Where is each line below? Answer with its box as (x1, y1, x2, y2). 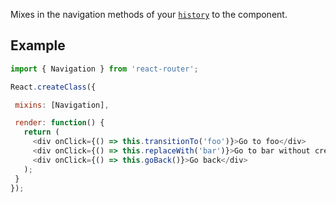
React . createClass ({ (10, 82, 97, 92)
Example (10, 37, 66, 54)
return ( (23, 127, 60, 138)
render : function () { (14, 118, 105, 128)
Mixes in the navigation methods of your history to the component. (10, 9, 288, 20)
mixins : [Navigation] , (14, 100, 110, 110)
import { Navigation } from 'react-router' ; (10, 64, 199, 74)
